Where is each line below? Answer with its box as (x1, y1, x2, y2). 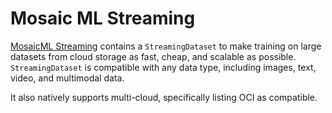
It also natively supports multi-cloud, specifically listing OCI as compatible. (10, 91, 318, 103)
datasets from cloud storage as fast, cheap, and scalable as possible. (10, 50, 297, 62)
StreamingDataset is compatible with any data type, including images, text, (10, 61, 317, 73)
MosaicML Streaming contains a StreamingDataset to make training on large (10, 40, 322, 52)
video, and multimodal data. (10, 72, 125, 84)
